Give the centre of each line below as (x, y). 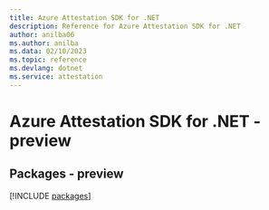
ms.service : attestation (56, 77)
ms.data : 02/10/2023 (48, 52)
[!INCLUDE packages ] (50, 196)
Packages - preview (67, 174)
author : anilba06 (42, 34)
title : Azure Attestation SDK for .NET (85, 18)
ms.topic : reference (48, 60)
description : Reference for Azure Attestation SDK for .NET (125, 26)
